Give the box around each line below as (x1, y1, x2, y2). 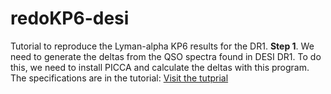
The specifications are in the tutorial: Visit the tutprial (10, 72, 229, 84)
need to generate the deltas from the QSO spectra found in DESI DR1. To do (10, 50, 322, 62)
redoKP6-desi (10, 7, 130, 30)
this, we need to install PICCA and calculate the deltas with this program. (10, 61, 310, 73)
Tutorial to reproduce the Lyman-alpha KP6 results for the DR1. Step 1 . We (10, 40, 315, 52)
